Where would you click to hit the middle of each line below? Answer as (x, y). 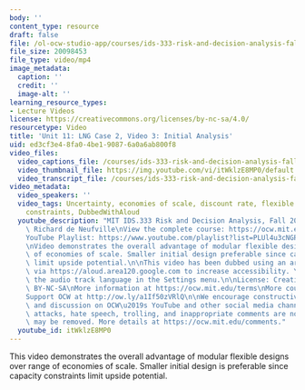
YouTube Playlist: (60, 237)
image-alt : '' (44, 94)
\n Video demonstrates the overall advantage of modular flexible (152, 246)
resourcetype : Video (49, 128)
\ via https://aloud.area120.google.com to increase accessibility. (158, 272)
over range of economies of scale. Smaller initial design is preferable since (149, 366)
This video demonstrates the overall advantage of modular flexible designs (149, 356)
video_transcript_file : (62, 178)
